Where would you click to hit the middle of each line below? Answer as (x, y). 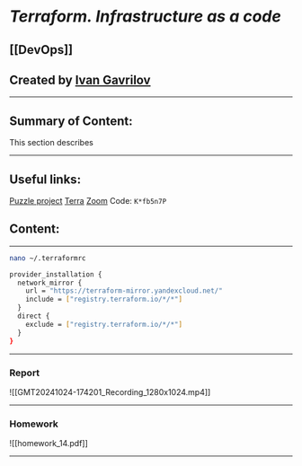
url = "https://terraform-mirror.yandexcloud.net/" (124, 291)
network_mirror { (50, 283)
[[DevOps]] (41, 50)
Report (25, 373)
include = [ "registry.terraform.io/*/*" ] (104, 299)
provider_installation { (56, 274)
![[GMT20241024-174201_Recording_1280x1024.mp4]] (110, 391)
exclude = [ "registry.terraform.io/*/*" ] (104, 324)
